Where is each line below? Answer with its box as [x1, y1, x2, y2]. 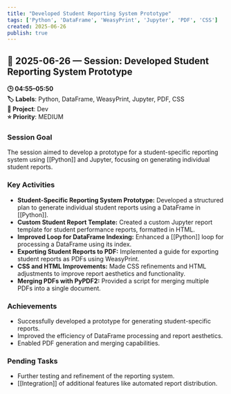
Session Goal [7, 132, 53, 142]
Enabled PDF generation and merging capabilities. [17, 339, 160, 347]
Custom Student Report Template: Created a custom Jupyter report [17, 218, 213, 226]
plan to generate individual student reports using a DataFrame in [17, 203, 201, 212]
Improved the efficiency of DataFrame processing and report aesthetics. [17, 331, 223, 339]
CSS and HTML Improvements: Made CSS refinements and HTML [17, 262, 207, 270]
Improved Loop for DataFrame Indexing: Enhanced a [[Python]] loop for [17, 232, 224, 241]
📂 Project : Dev [7, 105, 48, 113]
